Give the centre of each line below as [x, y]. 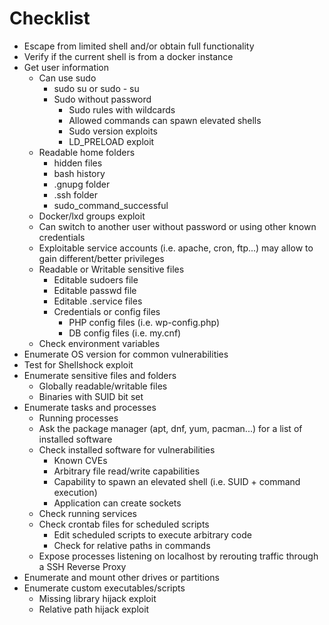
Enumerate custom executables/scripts [104, 588]
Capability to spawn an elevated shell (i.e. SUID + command [177, 481]
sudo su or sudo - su [96, 88]
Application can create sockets [117, 503]
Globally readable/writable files [103, 386]
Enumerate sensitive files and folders [100, 375]
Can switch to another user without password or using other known [177, 226]
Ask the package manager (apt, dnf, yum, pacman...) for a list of [170, 428]
